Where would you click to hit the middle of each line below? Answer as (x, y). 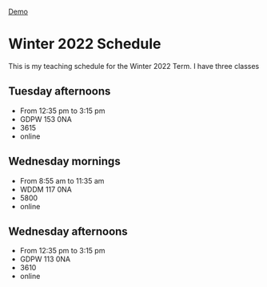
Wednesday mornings (65, 162)
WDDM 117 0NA (46, 189)
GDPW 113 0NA (45, 259)
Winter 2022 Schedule (85, 44)
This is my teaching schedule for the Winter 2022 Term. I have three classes (134, 66)
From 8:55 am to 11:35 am (62, 180)
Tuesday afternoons (60, 91)
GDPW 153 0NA (46, 119)
